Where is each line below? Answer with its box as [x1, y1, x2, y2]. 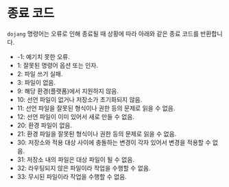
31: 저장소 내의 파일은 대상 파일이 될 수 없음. [16, 155, 135, 164]
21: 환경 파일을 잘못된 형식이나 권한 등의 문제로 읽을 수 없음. [16, 129, 177, 138]
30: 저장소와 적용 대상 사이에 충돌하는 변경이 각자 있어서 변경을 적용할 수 [16, 138, 211, 147]
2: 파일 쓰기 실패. [16, 69, 63, 78]
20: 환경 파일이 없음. [16, 121, 73, 129]
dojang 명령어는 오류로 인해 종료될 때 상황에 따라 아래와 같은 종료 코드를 [7, 29, 199, 38]
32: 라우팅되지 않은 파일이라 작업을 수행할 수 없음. [16, 164, 151, 172]
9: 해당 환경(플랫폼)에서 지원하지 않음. [16, 86, 119, 95]
